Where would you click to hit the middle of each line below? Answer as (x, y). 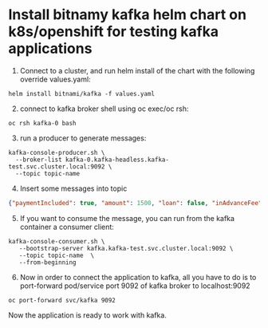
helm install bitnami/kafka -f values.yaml (82, 93)
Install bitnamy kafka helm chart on (128, 15)
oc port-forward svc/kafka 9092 (62, 300)
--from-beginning (48, 262)
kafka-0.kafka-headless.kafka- (117, 160)
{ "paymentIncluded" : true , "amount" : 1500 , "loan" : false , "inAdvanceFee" (135, 203)
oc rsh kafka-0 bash (43, 123)
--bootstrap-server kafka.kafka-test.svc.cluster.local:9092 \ (126, 248)
